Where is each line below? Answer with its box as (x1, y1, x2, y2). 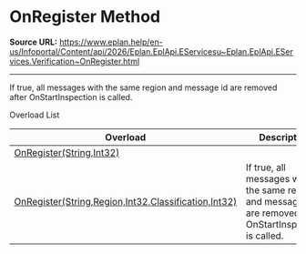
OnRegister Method (9, 6, 161, 27)
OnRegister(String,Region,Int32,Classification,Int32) (14, 195, 238, 208)
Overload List (9, 109, 60, 120)
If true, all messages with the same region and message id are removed (9, 82, 278, 93)
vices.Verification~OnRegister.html (9, 56, 140, 66)
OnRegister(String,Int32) (14, 146, 120, 158)
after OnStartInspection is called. (9, 91, 133, 102)
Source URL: (9, 36, 57, 47)
